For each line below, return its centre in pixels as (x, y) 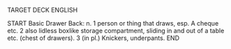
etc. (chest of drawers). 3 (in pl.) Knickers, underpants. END (94, 38)
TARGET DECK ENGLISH (43, 10)
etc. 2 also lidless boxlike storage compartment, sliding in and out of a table (116, 31)
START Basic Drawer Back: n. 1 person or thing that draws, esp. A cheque (113, 23)
